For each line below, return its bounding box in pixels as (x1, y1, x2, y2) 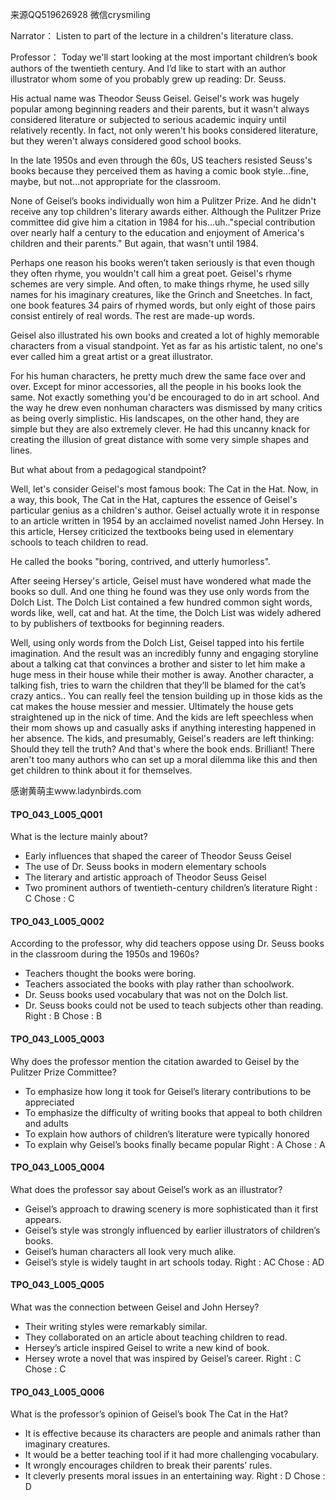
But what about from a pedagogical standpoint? (10, 464, 207, 475)
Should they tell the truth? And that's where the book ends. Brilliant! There (10, 743, 315, 755)
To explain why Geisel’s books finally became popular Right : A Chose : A (24, 1138, 326, 1150)
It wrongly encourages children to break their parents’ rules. (24, 1459, 273, 1472)
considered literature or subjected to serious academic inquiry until (10, 114, 287, 125)
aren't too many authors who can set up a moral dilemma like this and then (10, 754, 318, 765)
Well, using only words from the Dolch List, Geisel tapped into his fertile (10, 637, 305, 648)
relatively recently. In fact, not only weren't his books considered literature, (10, 124, 319, 136)
